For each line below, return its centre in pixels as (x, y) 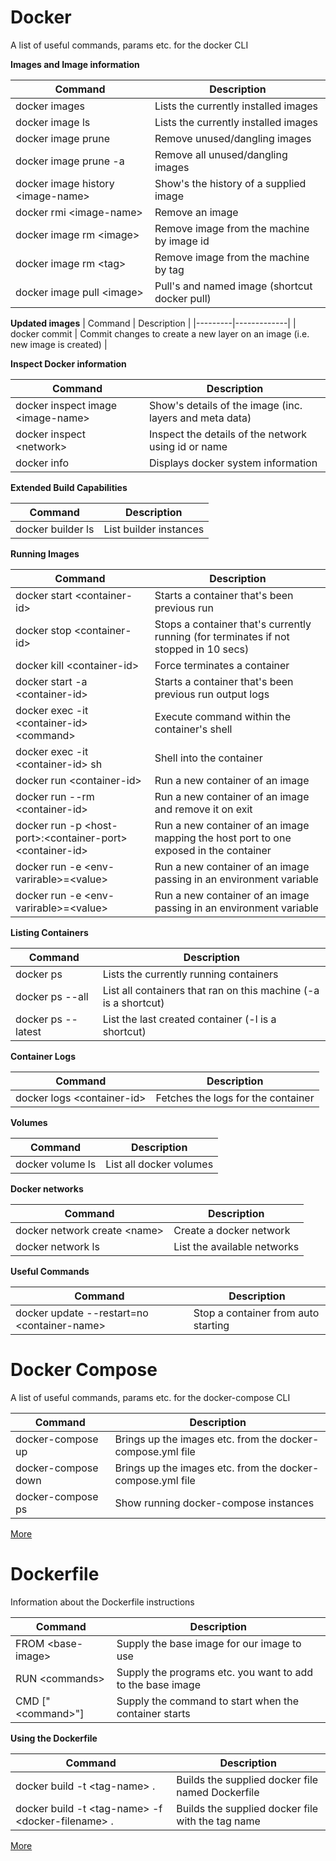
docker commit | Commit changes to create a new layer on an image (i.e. (160, 333)
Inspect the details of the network (228, 434)
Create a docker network (232, 1230)
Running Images (45, 553)
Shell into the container (208, 758)
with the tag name (218, 1821)
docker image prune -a (70, 161)
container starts (153, 1713)
